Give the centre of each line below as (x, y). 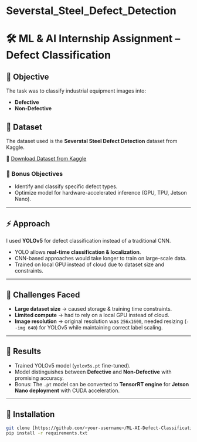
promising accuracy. (39, 378)
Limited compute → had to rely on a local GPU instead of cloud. (92, 315)
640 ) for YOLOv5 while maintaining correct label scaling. (95, 327)
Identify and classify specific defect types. (66, 186)
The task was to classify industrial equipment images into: (76, 91)
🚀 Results (23, 351)
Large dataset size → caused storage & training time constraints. (93, 308)
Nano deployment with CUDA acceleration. (67, 390)
